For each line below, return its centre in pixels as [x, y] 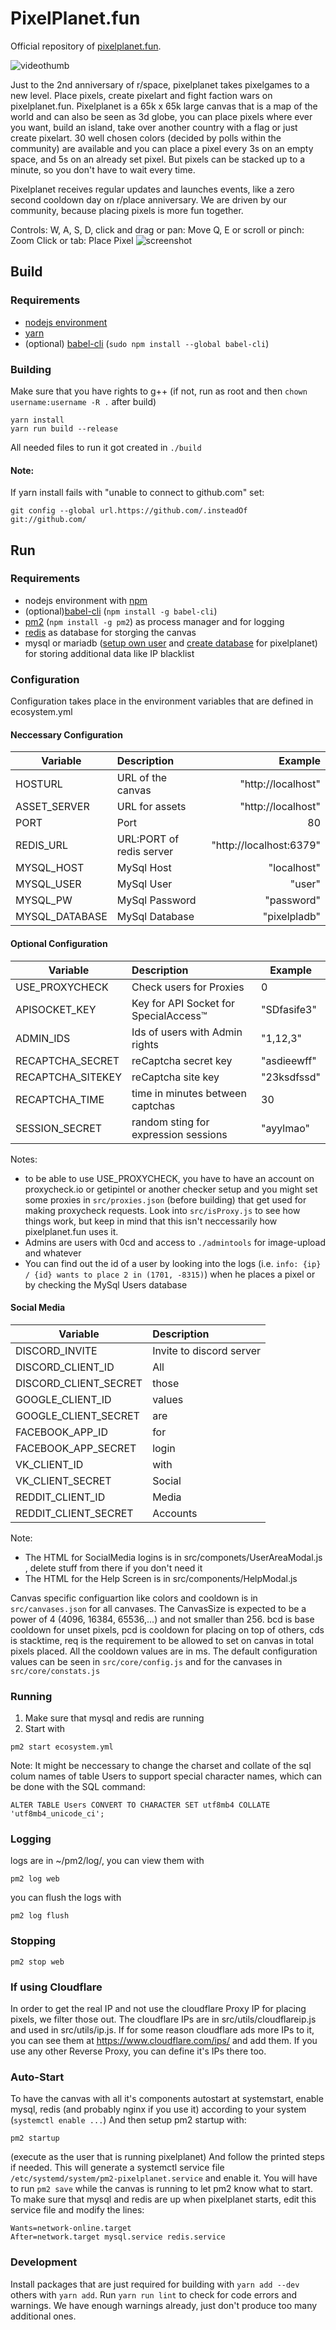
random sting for [170, 1122]
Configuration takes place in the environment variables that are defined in [162, 701]
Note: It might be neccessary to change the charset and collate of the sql [161, 1766]
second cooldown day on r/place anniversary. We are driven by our [149, 199]
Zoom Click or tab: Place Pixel [72, 240]
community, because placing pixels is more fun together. [127, 210]
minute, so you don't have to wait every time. [103, 169]
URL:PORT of [148, 839]
